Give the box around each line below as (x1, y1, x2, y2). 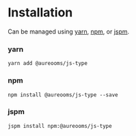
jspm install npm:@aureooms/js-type (8, 122, 112, 129)
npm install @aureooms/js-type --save (8, 91, 118, 98)
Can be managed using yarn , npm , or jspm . (8, 27, 130, 36)
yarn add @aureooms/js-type (8, 60, 88, 67)
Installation (8, 5, 73, 21)
